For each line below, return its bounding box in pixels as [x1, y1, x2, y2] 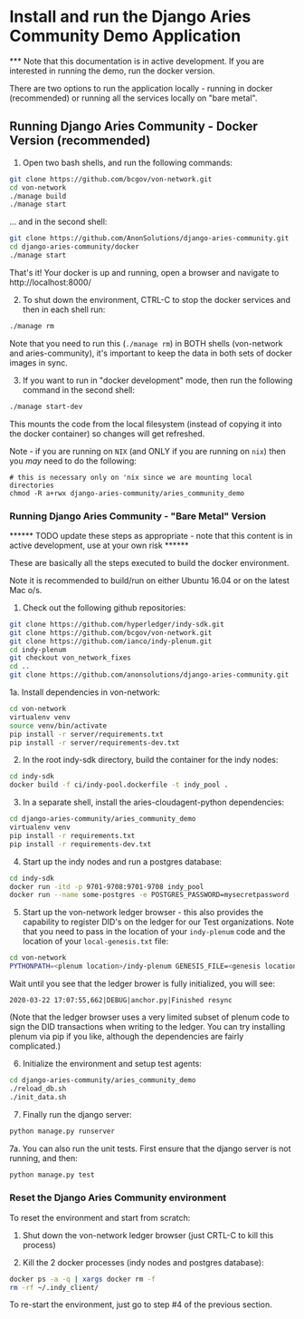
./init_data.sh [9, 1092, 67, 1101]
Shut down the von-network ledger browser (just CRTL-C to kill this [22, 1229, 274, 1240]
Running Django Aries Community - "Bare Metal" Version [9, 510, 267, 523]
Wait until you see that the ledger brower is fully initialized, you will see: [9, 978, 276, 990]
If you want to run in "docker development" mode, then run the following [22, 375, 293, 386]
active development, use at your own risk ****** [9, 540, 189, 551]
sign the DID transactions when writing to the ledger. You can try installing [9, 1021, 286, 1032]
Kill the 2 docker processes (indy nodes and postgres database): [22, 1256, 264, 1267]
